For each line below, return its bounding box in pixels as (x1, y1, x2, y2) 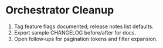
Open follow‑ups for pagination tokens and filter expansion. (13, 35, 158, 42)
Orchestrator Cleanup (5, 4, 114, 17)
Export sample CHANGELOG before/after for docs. (13, 29, 136, 36)
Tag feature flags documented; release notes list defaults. (13, 23, 154, 30)
